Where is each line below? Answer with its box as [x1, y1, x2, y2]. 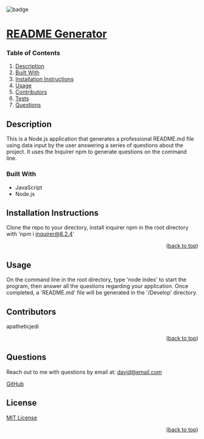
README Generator [6, 27, 107, 41]
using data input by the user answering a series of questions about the [6, 142, 184, 149]
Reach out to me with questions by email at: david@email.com [6, 368, 163, 376]
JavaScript [15, 183, 43, 191]
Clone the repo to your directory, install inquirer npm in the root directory [6, 224, 189, 231]
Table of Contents [6, 49, 61, 57]
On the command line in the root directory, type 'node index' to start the [6, 276, 187, 283]
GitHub [6, 380, 24, 387]
